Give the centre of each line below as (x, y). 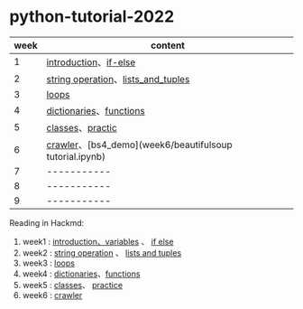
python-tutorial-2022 (92, 17)
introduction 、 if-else (91, 62)
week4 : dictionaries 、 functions (81, 274)
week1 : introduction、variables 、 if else (98, 241)
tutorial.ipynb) (76, 156)
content (167, 45)
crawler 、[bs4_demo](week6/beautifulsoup (139, 145)
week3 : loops (48, 263)
